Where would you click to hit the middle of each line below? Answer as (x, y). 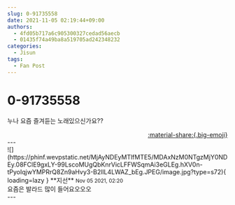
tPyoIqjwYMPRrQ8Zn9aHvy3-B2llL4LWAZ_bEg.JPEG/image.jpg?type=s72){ (117, 171)
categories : (24, 46)
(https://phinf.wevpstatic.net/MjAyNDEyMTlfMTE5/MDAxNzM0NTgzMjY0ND (117, 157)
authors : (20, 27)
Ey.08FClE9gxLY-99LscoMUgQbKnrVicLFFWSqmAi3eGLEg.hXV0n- (105, 164)
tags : (15, 59)
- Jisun (25, 53)
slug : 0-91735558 (33, 14)
